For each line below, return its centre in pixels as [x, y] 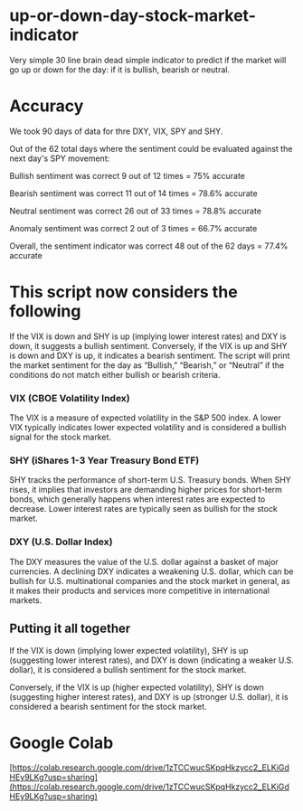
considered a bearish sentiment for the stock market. [108, 706]
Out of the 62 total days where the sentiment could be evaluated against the [151, 148]
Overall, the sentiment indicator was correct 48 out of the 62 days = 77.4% [149, 246]
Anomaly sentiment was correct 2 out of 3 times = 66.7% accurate [133, 228]
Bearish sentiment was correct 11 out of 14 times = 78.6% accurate [133, 193]
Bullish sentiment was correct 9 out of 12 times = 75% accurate [128, 175]
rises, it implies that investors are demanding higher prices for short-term [146, 490]
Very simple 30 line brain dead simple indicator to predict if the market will [148, 60]
